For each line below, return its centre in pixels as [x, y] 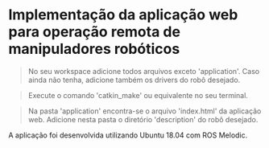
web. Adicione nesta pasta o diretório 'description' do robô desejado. [143, 119]
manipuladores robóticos [94, 49]
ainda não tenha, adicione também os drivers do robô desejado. [134, 80]
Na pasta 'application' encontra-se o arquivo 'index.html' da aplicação [145, 111]
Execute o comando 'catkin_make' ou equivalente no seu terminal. [138, 95]
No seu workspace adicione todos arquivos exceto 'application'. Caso [144, 71]
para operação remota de [95, 32]
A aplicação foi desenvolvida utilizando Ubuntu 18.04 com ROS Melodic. [128, 135]
